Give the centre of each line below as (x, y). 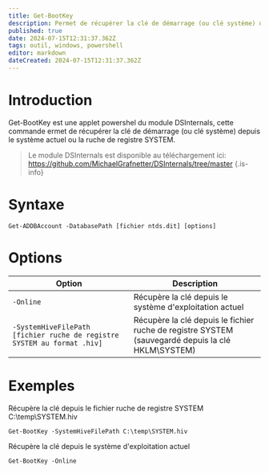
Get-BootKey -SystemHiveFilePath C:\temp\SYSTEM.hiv (98, 431)
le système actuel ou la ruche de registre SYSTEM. (92, 139)
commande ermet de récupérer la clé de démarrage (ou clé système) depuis (134, 131)
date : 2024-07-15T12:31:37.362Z (62, 38)
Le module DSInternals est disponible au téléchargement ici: (127, 155)
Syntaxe (36, 205)
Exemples (42, 385)
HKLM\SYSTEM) (165, 350)
